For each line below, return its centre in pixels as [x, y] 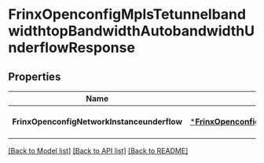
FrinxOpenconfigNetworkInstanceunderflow [97, 121]
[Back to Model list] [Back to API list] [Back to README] [98, 151]
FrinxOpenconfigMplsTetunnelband [127, 14]
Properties [35, 76]
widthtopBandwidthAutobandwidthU [132, 31]
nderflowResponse [72, 48]
